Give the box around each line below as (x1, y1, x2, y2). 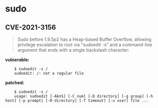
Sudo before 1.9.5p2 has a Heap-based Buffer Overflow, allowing (17, 36, 151, 42)
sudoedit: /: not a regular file (14, 71, 84, 76)
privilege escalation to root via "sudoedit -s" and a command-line (17, 42, 152, 48)
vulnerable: (5, 57, 30, 63)
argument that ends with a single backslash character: (17, 47, 129, 53)
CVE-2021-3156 (5, 23, 56, 32)
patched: (5, 80, 24, 85)
